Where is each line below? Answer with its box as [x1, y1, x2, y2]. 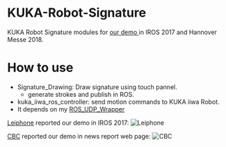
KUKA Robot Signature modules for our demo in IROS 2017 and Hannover [7, 28, 218, 36]
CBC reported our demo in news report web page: [7, 132, 151, 140]
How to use [7, 60, 74, 76]
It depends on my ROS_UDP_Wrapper [17, 105, 125, 113]
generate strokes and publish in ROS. [27, 90, 134, 98]
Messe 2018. [7, 35, 44, 43]
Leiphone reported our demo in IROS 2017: [7, 118, 129, 127]
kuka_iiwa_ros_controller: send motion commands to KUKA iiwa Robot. [17, 98, 220, 106]
